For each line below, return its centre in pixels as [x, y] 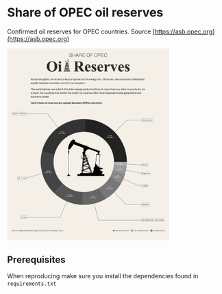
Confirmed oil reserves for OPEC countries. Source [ [81, 31]
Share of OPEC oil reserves [85, 13]
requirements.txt [32, 284]
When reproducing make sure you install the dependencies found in [103, 276]
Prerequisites [36, 259]
